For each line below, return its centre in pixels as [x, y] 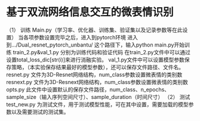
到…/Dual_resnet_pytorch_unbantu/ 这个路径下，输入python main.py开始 [96, 45]
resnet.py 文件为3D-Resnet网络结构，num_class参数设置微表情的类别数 [94, 75]
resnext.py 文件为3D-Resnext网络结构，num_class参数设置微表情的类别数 [97, 82]
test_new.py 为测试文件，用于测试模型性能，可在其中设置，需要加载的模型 [98, 104]
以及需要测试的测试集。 [40, 111]
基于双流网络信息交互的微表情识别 [90, 12]
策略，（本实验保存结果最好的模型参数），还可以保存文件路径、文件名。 [97, 67]
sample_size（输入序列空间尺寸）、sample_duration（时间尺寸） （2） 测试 [98, 97]
